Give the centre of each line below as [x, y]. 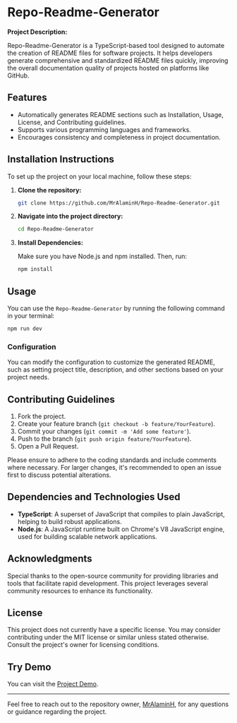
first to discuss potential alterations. [59, 475]
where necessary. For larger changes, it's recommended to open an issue [115, 467]
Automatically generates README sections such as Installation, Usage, [120, 114]
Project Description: [37, 32]
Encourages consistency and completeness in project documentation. [119, 137]
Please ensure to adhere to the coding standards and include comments [112, 460]
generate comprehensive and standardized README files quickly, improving [118, 60]
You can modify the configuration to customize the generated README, [111, 362]
